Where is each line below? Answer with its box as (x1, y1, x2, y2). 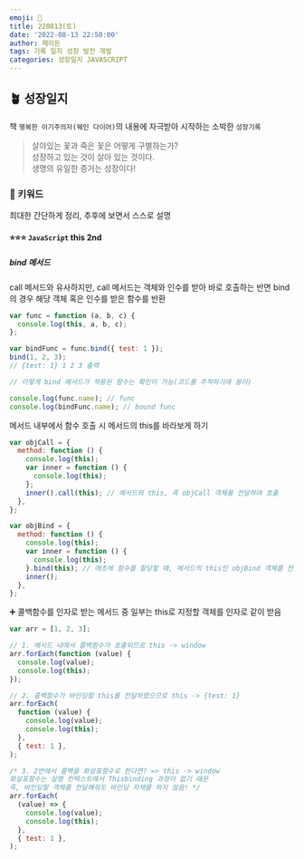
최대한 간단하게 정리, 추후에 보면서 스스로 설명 (9, 210, 172, 221)
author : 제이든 (9, 38, 62, 48)
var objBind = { (9, 522, 71, 531)
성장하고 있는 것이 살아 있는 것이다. (31, 151, 156, 162)
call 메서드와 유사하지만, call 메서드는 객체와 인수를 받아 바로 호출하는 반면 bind (9, 282, 290, 293)
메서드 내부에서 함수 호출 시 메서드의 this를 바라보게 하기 (9, 420, 209, 430)
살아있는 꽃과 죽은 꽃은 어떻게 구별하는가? (31, 140, 179, 150)
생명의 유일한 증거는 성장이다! (31, 162, 137, 173)
